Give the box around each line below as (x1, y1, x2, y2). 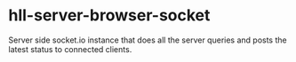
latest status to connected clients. (8, 43, 132, 54)
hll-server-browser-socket (8, 5, 211, 26)
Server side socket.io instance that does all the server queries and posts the (8, 35, 287, 45)
